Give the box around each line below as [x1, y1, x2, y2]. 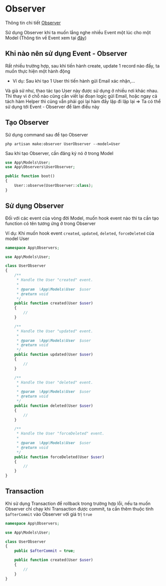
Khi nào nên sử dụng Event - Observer [5, 49, 127, 58]
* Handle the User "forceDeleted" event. [16, 431, 105, 436]
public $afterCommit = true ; [14, 548, 75, 554]
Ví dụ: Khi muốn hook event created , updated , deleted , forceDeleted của [5, 230, 154, 236]
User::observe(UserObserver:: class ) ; [14, 183, 94, 188]
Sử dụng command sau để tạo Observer [5, 131, 89, 137]
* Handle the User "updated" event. [16, 328, 94, 334]
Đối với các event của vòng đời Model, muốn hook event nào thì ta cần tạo [5, 215, 159, 221]
